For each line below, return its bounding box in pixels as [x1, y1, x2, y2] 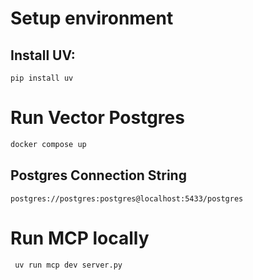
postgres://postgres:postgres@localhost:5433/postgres [10, 193, 244, 204]
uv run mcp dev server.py [14, 260, 123, 270]
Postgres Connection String [10, 167, 187, 184]
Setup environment [10, 7, 174, 30]
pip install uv [10, 73, 74, 83]
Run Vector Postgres [10, 107, 185, 129]
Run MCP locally [10, 227, 150, 249]
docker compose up [10, 139, 87, 149]
